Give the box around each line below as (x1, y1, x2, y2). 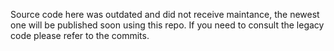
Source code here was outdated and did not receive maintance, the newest (10, 9, 320, 20)
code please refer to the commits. (10, 30, 150, 41)
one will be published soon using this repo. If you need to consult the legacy (10, 19, 325, 31)
